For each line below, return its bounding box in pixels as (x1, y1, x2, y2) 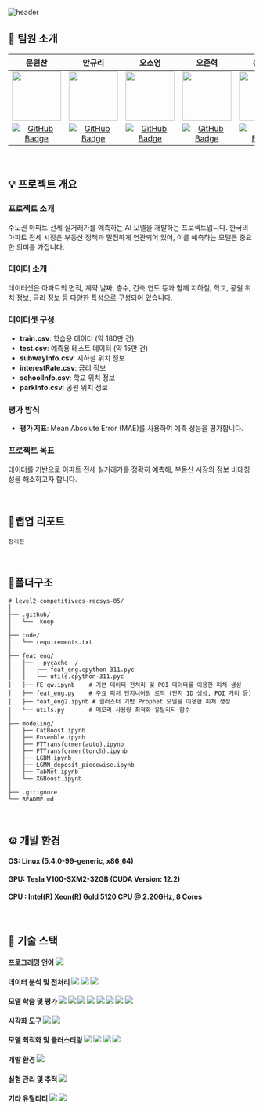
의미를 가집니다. (16, 242, 65, 251)
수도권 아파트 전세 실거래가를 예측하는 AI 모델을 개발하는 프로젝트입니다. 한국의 (8, 222, 249, 232)
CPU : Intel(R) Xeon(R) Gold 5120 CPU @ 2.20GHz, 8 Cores (8, 892, 203, 902)
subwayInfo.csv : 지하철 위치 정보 (19, 353, 125, 363)
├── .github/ (8, 611, 51, 619)
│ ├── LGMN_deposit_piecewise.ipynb (8, 761, 135, 769)
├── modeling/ (8, 720, 55, 728)
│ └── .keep (8, 618, 55, 626)
